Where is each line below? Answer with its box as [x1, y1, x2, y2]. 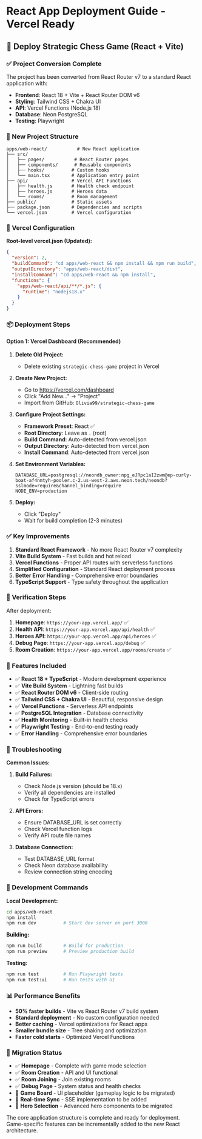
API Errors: [15, 807, 44, 815]
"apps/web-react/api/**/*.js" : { [17, 283, 102, 289]
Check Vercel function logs [24, 826, 92, 833]
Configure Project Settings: [15, 411, 86, 418]
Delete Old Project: [15, 351, 64, 358]
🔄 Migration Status [6, 1049, 62, 1057]
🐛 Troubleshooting [6, 746, 62, 754]
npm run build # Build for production [6, 943, 123, 949]
